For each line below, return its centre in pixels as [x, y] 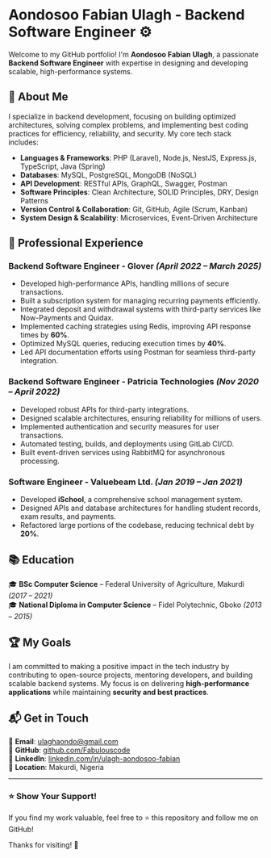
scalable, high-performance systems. [71, 71]
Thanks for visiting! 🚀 [44, 844]
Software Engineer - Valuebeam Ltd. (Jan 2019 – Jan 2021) [126, 482]
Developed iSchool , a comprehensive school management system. [131, 500]
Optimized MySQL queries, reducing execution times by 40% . [123, 344]
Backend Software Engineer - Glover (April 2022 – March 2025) [135, 266]
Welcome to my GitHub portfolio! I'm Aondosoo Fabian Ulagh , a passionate [134, 54]
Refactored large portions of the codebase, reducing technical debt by [137, 525]
